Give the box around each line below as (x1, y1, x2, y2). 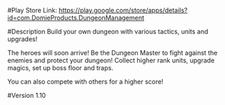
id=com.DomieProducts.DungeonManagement (7, 13, 145, 22)
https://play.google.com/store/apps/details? (58, 6, 188, 14)
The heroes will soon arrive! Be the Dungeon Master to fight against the (7, 49, 218, 57)
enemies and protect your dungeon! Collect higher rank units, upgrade (7, 56, 215, 65)
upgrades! (7, 35, 38, 43)
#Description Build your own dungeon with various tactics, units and (7, 28, 209, 35)
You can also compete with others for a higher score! (7, 77, 164, 86)
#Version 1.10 (7, 92, 46, 99)
